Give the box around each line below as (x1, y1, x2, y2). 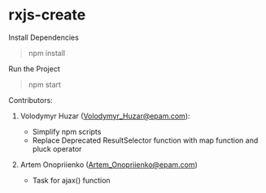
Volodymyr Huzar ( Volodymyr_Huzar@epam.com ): (20, 111, 190, 121)
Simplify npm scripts (32, 127, 102, 136)
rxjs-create (8, 6, 86, 24)
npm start (28, 79, 61, 89)
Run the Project (8, 63, 60, 74)
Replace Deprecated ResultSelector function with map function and (32, 135, 259, 145)
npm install (28, 48, 66, 58)
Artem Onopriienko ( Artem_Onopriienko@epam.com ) (20, 160, 198, 169)
